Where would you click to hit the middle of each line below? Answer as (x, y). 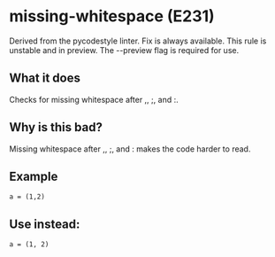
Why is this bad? (56, 127)
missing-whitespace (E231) (112, 16)
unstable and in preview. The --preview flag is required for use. (124, 50)
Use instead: (45, 224)
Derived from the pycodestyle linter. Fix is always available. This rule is (138, 41)
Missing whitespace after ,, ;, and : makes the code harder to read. (130, 149)
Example (34, 176)
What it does (45, 78)
